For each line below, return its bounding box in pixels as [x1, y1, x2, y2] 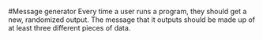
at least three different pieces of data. [8, 24, 131, 32]
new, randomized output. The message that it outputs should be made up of [8, 15, 255, 24]
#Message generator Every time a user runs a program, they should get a [8, 7, 247, 16]
